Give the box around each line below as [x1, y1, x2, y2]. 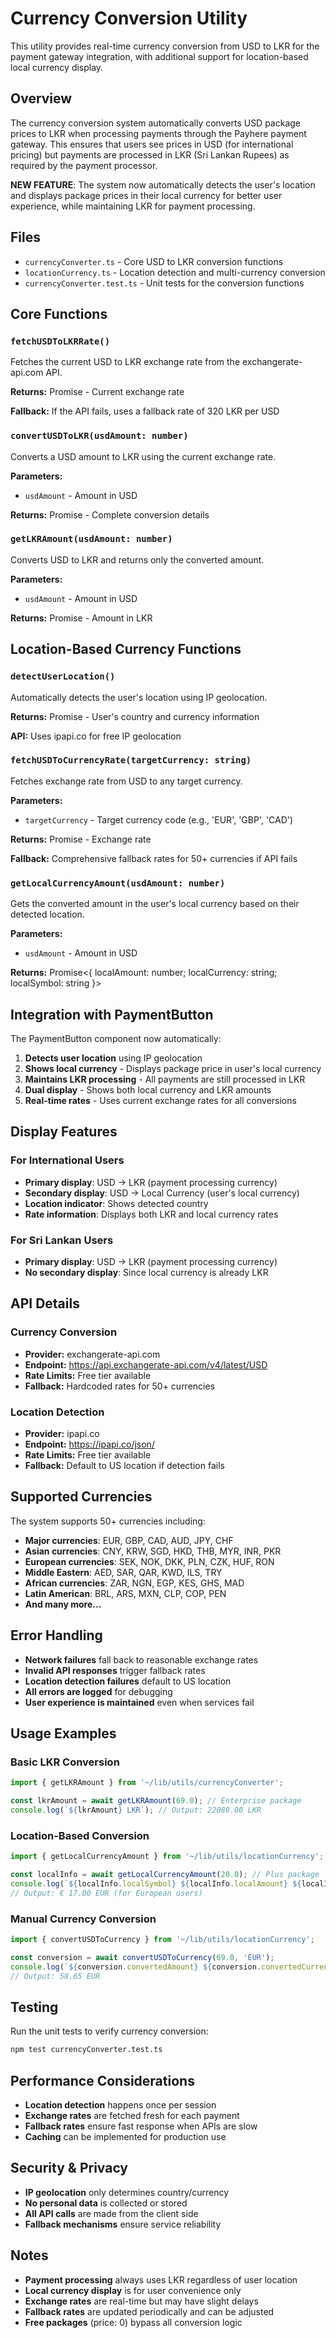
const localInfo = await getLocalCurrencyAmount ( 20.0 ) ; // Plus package [10, 1870, 320, 1880]
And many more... [24, 1598, 102, 1610]
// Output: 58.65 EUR [10, 1971, 101, 1981]
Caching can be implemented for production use [24, 2130, 227, 2142]
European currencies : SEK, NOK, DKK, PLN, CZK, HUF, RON [24, 1555, 275, 1567]
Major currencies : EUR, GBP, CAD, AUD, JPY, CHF [24, 1534, 234, 1546]
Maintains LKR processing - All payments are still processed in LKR [24, 1073, 306, 1085]
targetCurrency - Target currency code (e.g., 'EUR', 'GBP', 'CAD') [24, 813, 294, 826]
